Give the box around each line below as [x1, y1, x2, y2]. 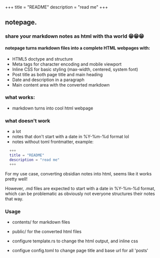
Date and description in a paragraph [12, 77, 85, 83]
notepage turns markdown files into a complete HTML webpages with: [5, 45, 150, 51]
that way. [5, 195, 23, 202]
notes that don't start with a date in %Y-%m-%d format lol [12, 134, 129, 140]
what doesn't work [5, 117, 51, 124]
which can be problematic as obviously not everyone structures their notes [5, 191, 155, 196]
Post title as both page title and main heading [12, 71, 103, 77]
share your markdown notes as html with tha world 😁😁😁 [5, 33, 144, 40]
